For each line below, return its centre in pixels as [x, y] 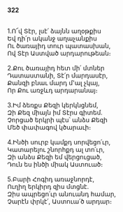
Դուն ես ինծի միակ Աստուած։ [55, 164]
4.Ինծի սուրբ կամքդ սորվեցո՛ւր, [59, 142]
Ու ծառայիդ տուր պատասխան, [59, 46]
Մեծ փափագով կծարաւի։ [49, 127]
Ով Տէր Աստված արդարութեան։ [59, 53]
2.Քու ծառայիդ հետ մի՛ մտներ [56, 68]
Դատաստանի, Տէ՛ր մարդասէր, [58, 75]
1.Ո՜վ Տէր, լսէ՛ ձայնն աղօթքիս [54, 31]
